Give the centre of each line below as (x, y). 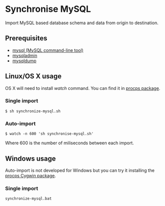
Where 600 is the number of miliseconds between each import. (70, 143)
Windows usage (30, 158)
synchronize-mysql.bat (28, 199)
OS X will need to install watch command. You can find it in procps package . (83, 88)
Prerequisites (26, 38)
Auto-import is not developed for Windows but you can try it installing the (80, 170)
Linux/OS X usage (33, 76)
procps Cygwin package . (31, 175)
